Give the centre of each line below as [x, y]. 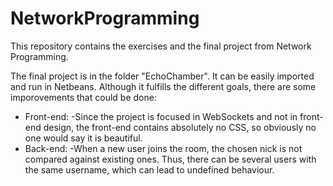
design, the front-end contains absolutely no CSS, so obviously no [180, 127]
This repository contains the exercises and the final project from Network [161, 46]
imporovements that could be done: [83, 97]
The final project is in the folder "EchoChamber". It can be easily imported [162, 76]
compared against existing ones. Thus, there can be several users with [170, 159]
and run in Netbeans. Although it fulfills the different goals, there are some [163, 86]
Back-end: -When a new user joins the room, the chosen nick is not [163, 148]
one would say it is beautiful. [83, 138]
